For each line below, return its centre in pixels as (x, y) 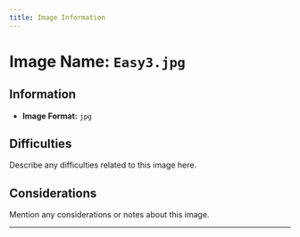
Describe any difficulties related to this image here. (103, 165)
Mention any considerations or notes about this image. (109, 215)
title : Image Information (57, 17)
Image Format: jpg (57, 116)
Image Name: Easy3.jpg (97, 61)
